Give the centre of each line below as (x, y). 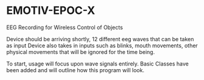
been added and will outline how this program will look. (76, 70)
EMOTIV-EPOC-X (51, 11)
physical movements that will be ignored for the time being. (81, 52)
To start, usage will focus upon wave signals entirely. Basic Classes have (97, 64)
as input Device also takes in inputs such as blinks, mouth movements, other (102, 45)
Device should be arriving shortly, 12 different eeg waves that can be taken (100, 39)
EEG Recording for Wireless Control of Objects (65, 27)
